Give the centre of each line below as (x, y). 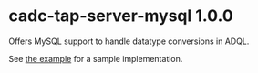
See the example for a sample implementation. (96, 58)
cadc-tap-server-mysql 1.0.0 (121, 16)
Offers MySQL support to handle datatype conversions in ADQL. (129, 41)
